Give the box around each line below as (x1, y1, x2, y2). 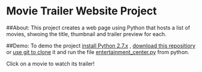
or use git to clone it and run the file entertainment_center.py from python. (6, 48, 189, 55)
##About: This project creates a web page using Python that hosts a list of (6, 24, 191, 31)
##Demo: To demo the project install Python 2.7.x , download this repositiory (6, 42, 196, 49)
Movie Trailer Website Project (6, 4, 158, 18)
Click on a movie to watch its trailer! (6, 60, 95, 67)
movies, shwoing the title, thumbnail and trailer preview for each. (6, 30, 167, 37)
